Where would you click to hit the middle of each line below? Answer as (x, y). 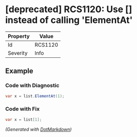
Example (19, 71)
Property (19, 36)
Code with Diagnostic (32, 86)
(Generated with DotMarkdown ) (39, 129)
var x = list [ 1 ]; (24, 119)
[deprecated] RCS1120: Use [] (69, 9)
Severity (18, 53)
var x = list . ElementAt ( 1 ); (35, 96)
